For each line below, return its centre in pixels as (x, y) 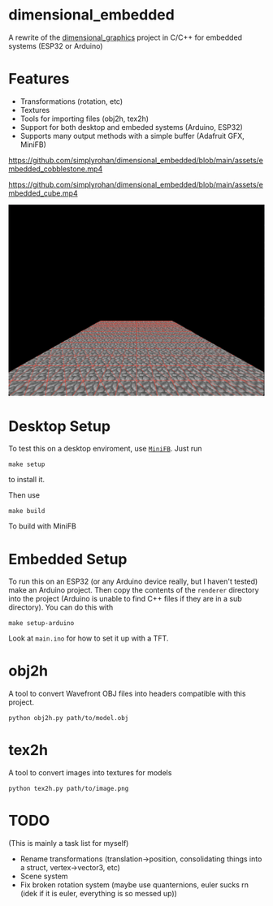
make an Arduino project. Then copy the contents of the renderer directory (134, 590)
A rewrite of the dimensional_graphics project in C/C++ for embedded (125, 37)
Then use (24, 495)
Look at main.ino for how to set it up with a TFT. (89, 638)
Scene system (44, 876)
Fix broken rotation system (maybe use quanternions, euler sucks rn (134, 885)
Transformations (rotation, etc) (71, 101)
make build (27, 511)
